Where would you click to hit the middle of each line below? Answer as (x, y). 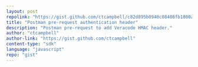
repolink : (18, 17)
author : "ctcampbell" (33, 33)
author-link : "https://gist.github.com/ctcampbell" (71, 38)
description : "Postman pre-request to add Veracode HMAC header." (89, 28)
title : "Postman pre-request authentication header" (72, 22)
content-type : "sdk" (32, 44)
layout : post (22, 11)
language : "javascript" (35, 50)
